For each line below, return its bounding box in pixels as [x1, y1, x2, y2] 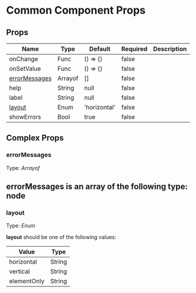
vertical [9, 267, 30, 276]
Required [121, 45, 148, 53]
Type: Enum [6, 222, 36, 229]
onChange [9, 55, 38, 63]
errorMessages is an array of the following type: [6, 182, 188, 192]
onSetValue [9, 65, 41, 73]
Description [153, 45, 187, 53]
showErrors [9, 113, 41, 121]
